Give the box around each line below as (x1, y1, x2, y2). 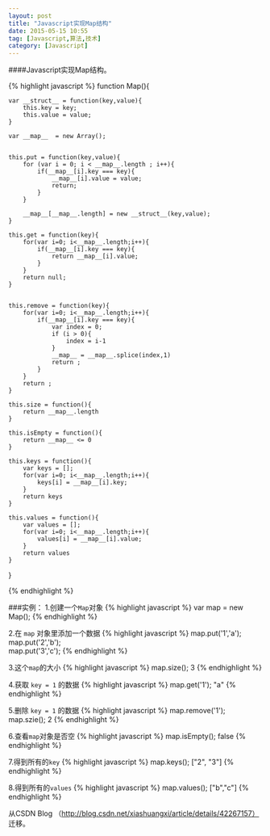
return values (23, 549, 70, 557)
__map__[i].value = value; (51, 174, 143, 183)
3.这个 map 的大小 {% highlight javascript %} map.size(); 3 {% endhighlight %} (8, 663, 263, 673)
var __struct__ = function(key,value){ (8, 97, 143, 105)
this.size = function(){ (8, 401, 92, 409)
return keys (23, 493, 63, 501)
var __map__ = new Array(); (8, 132, 106, 141)
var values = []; (23, 521, 81, 529)
